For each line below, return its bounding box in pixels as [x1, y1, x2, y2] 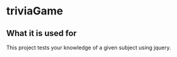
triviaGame [6, 4, 64, 18]
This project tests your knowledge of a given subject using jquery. [6, 44, 172, 51]
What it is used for [6, 28, 77, 38]
